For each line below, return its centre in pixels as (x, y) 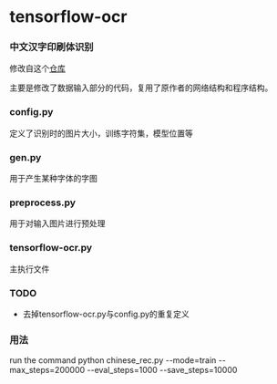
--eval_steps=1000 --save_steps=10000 (162, 370)
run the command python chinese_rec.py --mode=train (113, 360)
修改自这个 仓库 (37, 68)
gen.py (26, 157)
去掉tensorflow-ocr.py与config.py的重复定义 (106, 314)
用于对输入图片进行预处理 (57, 223)
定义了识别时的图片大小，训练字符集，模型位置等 (101, 133)
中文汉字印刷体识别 (51, 47)
